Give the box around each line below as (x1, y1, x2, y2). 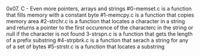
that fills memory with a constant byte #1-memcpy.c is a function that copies (6, 11, 195, 18)
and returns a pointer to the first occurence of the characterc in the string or (6, 24, 193, 31)
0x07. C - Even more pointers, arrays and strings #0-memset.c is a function (6, 5, 192, 12)
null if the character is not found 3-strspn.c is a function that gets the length (6, 30, 193, 38)
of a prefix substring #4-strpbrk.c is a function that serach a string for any (6, 37, 189, 43)
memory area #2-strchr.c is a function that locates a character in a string (6, 18, 185, 24)
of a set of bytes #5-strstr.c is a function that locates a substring (6, 43, 165, 50)
